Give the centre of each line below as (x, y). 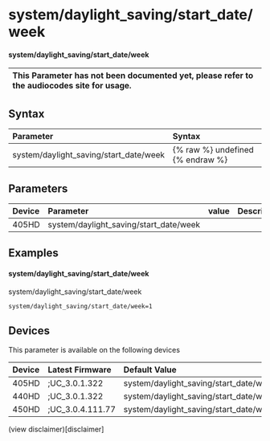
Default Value (150, 370)
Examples (33, 253)
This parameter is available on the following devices (94, 350)
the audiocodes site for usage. (72, 86)
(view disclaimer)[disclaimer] (56, 429)
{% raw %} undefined (213, 150)
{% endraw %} (200, 160)
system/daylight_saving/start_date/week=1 (80, 306)
